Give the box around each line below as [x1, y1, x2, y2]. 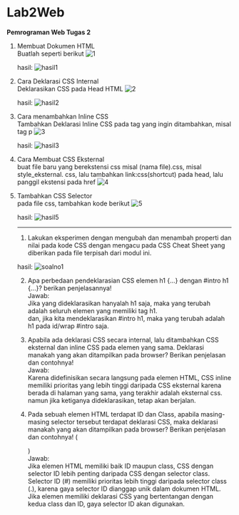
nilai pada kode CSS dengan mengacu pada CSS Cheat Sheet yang [27, 240, 225, 250]
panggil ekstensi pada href [16, 178, 96, 186]
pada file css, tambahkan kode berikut [16, 199, 130, 208]
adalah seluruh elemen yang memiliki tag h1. [27, 306, 158, 315]
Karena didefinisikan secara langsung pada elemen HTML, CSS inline [27, 373, 232, 382]
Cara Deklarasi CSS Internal [16, 76, 99, 86]
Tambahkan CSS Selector [16, 191, 93, 200]
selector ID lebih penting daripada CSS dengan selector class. [27, 469, 210, 478]
